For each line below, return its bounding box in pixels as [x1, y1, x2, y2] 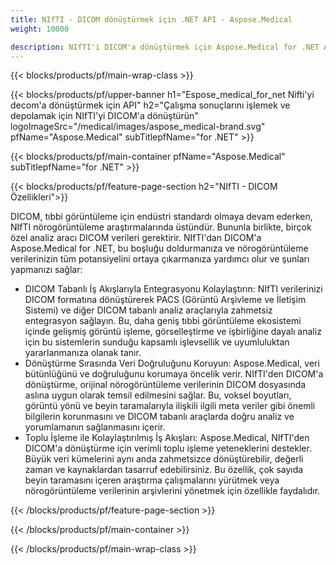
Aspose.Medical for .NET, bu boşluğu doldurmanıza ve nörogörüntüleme [10, 242, 309, 255]
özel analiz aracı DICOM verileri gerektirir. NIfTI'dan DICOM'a [10, 232, 262, 244]
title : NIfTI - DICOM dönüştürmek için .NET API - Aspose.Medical [10, 14, 293, 25]
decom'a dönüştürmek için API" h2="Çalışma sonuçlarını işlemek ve [10, 99, 291, 111]
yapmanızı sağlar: [10, 264, 83, 276]
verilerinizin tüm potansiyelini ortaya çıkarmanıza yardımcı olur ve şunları [10, 253, 310, 265]
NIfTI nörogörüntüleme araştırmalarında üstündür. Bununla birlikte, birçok [10, 221, 312, 233]
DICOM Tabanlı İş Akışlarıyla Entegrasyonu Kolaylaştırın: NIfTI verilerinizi [24, 283, 323, 295]
